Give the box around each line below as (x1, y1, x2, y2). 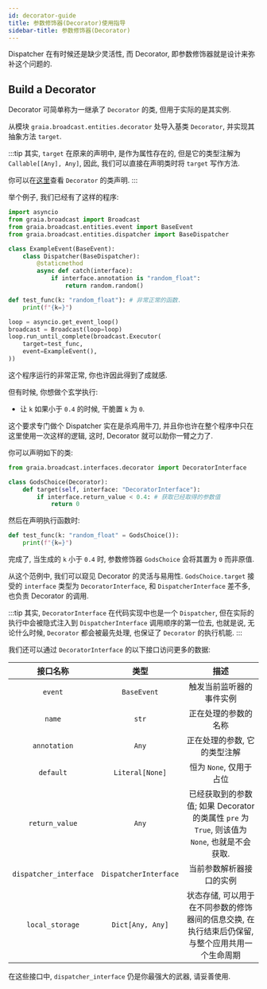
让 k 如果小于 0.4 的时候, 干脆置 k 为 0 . (19, 403, 145, 414)
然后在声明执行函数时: (8, 516, 81, 525)
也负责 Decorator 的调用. (8, 591, 89, 601)
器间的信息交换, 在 (186, 914, 255, 925)
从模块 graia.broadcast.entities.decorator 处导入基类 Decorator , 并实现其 (8, 122, 255, 131)
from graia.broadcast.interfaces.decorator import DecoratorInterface (8, 463, 247, 472)
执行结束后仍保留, (188, 926, 254, 937)
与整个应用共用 (188, 938, 245, 949)
